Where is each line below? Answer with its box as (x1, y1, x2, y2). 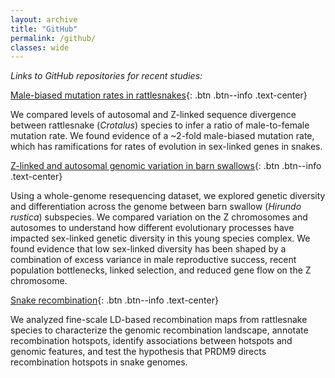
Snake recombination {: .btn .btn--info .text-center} (10, 294, 219, 306)
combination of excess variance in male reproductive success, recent (10, 254, 297, 266)
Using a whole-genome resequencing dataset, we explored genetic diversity (10, 190, 326, 202)
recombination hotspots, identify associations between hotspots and (10, 335, 293, 347)
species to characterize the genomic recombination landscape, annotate (10, 324, 309, 336)
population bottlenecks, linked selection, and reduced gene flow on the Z (10, 264, 312, 276)
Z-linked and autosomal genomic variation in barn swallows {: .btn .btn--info (10, 160, 322, 172)
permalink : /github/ (10, 33, 97, 43)
